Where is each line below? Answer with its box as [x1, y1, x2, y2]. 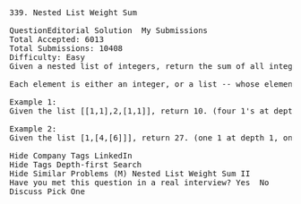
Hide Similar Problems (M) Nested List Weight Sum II [9, 169, 251, 178]
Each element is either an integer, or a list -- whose [9, 80, 260, 89]
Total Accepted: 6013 [9, 35, 105, 44]
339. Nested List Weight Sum [9, 8, 137, 17]
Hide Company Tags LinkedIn [9, 151, 133, 160]
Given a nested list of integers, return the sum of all [9, 62, 265, 71]
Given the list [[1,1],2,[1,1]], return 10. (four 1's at [9, 106, 270, 115]
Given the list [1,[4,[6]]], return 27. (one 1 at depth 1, [9, 133, 279, 142]
